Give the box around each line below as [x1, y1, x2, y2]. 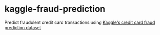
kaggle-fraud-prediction [4, 3, 106, 15]
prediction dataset [4, 24, 41, 30]
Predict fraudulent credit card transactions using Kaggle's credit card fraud [4, 19, 155, 25]
